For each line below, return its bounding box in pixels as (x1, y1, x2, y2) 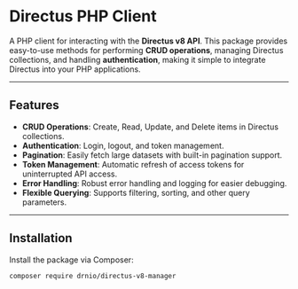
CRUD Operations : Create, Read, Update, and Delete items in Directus (21, 121, 279, 132)
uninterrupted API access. (21, 168, 118, 179)
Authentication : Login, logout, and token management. (21, 140, 224, 151)
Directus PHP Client (9, 6, 157, 27)
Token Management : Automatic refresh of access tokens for (21, 159, 245, 169)
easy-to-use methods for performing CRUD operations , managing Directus (9, 44, 284, 55)
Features (9, 98, 59, 113)
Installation (9, 230, 73, 246)
